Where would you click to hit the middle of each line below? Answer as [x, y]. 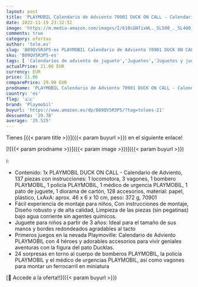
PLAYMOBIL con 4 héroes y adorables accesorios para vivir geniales [98, 241]
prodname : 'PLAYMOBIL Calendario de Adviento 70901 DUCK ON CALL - [91, 88]
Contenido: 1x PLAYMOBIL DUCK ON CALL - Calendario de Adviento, [98, 173]
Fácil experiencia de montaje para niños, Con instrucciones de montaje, [102, 204]
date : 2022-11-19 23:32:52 [39, 22]
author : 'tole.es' [29, 45]
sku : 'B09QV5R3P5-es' [33, 55]
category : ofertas [29, 39]
